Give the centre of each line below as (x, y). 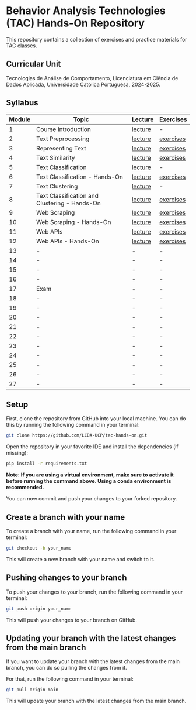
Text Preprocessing (63, 139)
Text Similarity (55, 157)
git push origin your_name (39, 609)
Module (20, 119)
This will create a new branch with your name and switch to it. (80, 559)
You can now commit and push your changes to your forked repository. (92, 499)
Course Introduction (64, 129)
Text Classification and (67, 195)
